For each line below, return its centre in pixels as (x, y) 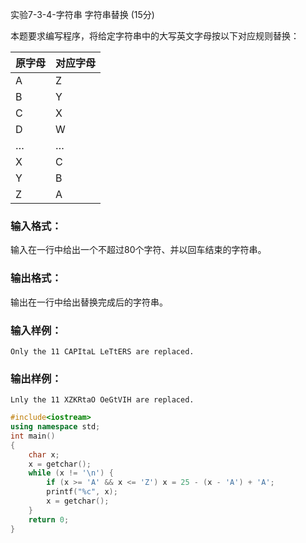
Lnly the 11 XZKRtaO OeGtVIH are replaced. (102, 400)
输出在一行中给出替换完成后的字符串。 (89, 302)
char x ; (44, 454)
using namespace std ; (55, 427)
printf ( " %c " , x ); (82, 492)
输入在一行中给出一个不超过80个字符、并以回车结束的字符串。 (138, 250)
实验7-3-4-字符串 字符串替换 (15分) (82, 14)
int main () (33, 436)
